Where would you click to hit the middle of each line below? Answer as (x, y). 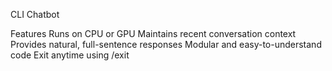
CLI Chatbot (35, 14)
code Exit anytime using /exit (70, 55)
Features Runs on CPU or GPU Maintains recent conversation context (153, 33)
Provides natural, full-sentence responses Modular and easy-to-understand (166, 44)
